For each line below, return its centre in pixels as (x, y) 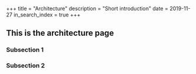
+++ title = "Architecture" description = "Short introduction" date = (87, 9)
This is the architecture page (60, 33)
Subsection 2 (26, 66)
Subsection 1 (25, 50)
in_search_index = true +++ (47, 15)
